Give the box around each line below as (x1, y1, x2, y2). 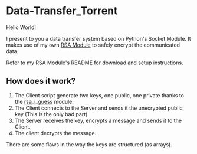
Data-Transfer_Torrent (6, 4, 118, 18)
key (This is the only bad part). (14, 110, 90, 117)
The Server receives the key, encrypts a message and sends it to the (14, 117, 182, 124)
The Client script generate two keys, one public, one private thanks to (14, 91, 185, 99)
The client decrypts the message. (14, 129, 97, 136)
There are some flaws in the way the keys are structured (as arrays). (6, 140, 172, 148)
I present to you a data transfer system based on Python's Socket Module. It (6, 35, 192, 42)
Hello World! (6, 24, 37, 31)
